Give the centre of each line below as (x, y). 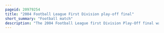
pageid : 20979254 (23, 9)
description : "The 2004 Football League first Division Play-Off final (79, 23)
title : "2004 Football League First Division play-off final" (70, 14)
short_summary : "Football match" (39, 18)
